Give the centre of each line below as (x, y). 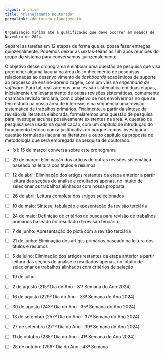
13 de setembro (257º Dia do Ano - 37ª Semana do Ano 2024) (76, 317)
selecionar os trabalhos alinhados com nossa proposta (68, 186)
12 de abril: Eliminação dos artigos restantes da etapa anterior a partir (83, 175)
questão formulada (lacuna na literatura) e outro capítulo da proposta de (79, 135)
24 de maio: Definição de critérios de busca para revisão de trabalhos (84, 216)
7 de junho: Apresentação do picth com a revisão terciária (72, 231)
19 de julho (23, 276)
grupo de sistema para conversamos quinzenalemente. (62, 57)
